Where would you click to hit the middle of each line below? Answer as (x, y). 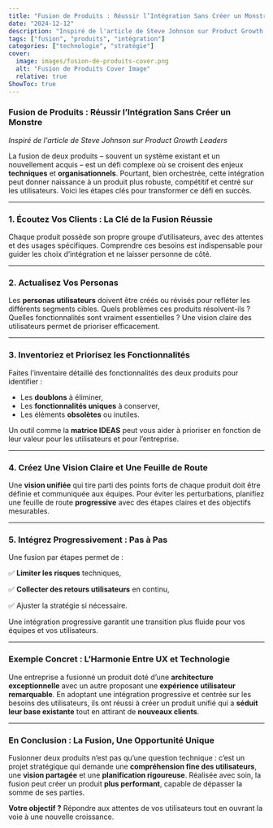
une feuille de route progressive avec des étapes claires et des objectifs (130, 502)
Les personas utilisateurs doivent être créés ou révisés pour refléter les (129, 301)
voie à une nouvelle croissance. (61, 817)
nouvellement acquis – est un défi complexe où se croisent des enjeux (126, 164)
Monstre (26, 123)
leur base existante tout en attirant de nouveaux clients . (104, 711)
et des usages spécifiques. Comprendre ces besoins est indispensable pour (136, 245)
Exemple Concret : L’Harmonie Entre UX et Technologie (119, 659)
